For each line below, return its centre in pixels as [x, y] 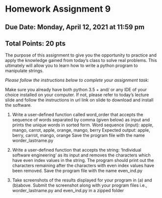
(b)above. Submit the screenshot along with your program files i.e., [80, 185]
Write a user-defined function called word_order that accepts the [78, 115]
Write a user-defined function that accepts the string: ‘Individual [77, 150]
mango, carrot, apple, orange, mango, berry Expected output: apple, [81, 130]
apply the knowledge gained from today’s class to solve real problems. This [81, 60]
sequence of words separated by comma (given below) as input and [81, 120]
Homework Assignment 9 [58, 9]
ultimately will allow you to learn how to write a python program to [71, 66]
